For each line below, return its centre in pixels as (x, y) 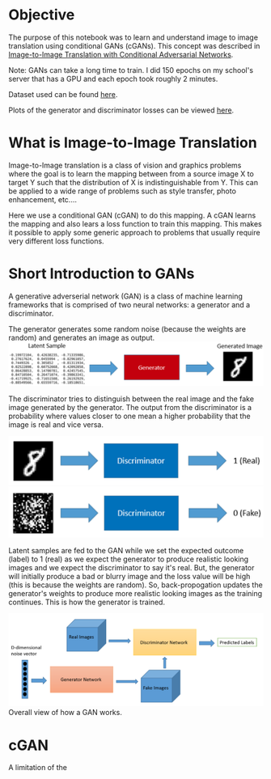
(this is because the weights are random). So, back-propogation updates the (135, 585)
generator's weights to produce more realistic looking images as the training (135, 593)
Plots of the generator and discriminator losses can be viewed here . (121, 110)
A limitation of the (38, 768)
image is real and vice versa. (56, 424)
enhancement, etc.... (42, 199)
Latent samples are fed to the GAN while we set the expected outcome (126, 550)
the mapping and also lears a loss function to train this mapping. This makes (135, 223)
